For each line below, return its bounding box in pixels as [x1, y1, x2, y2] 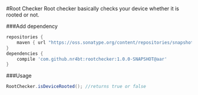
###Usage [6, 72, 32, 79]
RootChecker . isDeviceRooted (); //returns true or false [6, 84, 146, 90]
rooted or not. [6, 11, 39, 18]
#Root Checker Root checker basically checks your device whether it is [6, 5, 180, 12]
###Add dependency [6, 23, 58, 30]
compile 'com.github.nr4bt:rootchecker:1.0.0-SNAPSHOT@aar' [16, 56, 167, 62]
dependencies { [6, 50, 44, 57]
